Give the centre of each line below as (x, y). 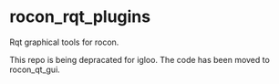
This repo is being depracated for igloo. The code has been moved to (140, 59)
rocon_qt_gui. (35, 69)
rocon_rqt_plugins (80, 17)
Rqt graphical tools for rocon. (64, 42)
